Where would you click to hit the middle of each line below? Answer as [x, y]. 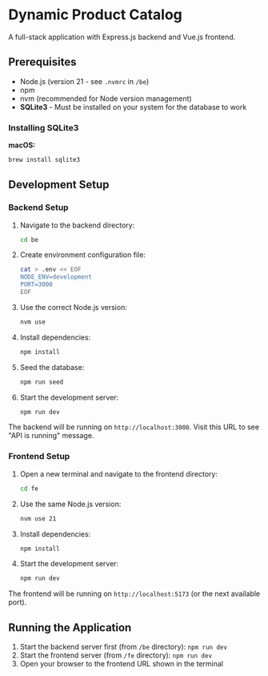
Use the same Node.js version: [70, 504]
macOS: [22, 145]
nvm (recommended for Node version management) [106, 99]
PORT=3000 [36, 285]
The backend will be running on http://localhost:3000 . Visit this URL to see [134, 427]
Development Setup [59, 185]
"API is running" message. [51, 436]
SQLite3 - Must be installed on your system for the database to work [133, 107]
